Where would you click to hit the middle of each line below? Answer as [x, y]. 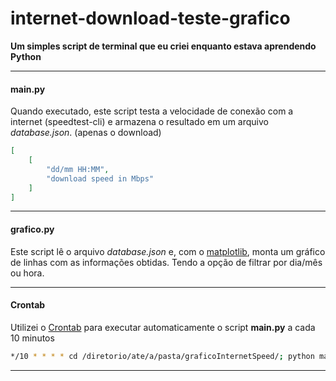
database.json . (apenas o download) [86, 133]
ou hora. [27, 273]
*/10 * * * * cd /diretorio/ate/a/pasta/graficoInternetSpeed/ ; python [162, 356]
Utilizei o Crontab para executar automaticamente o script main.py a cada [163, 327]
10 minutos [32, 338]
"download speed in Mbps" [100, 178]
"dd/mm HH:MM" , [78, 169]
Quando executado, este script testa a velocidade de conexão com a [152, 111]
